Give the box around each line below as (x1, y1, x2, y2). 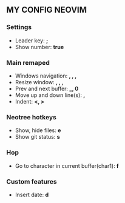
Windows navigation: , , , (15, 72, 77, 79)
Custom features (6, 177, 58, 185)
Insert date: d (15, 191, 49, 198)
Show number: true (15, 43, 64, 50)
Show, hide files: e (15, 127, 61, 134)
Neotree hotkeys (6, 113, 56, 121)
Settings (6, 23, 32, 32)
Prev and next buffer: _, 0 (15, 85, 79, 92)
